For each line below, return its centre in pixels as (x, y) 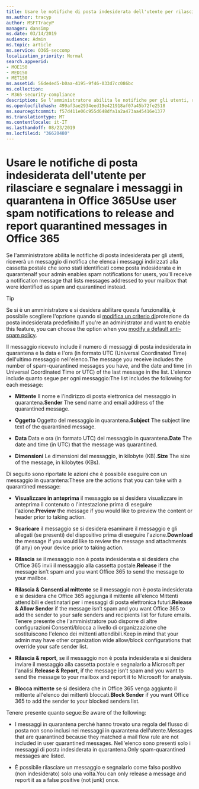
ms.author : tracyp (29, 17)
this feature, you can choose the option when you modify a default (87, 328)
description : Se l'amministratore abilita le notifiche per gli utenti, (98, 100)
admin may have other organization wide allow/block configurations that (103, 640)
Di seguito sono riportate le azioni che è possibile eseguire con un (87, 474)
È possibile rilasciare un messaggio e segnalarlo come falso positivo (98, 767)
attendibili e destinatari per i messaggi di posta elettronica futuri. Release (103, 602)
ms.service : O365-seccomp (38, 51)
